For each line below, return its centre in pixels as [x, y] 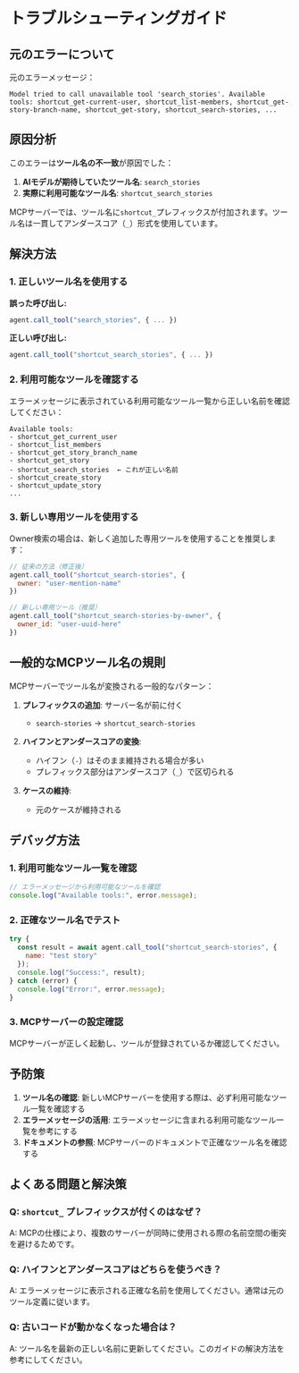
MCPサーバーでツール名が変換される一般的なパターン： [112, 686]
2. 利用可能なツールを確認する [74, 379]
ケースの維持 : [47, 790]
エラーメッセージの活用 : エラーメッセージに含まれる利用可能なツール [149, 1120]
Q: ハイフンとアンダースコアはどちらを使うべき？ [116, 1269]
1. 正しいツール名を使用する [69, 282]
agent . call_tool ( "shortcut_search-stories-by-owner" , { [115, 616]
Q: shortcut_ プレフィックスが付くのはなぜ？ [106, 1211]
